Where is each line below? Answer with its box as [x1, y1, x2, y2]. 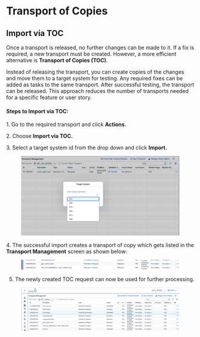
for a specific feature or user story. [6, 94, 92, 101]
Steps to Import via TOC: [6, 107, 69, 115]
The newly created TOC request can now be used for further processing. [14, 275, 195, 282]
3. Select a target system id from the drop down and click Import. [6, 144, 168, 151]
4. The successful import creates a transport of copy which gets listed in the [6, 241, 195, 248]
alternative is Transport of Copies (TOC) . [6, 57, 108, 64]
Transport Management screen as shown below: [6, 248, 128, 255]
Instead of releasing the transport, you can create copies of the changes [6, 68, 184, 76]
